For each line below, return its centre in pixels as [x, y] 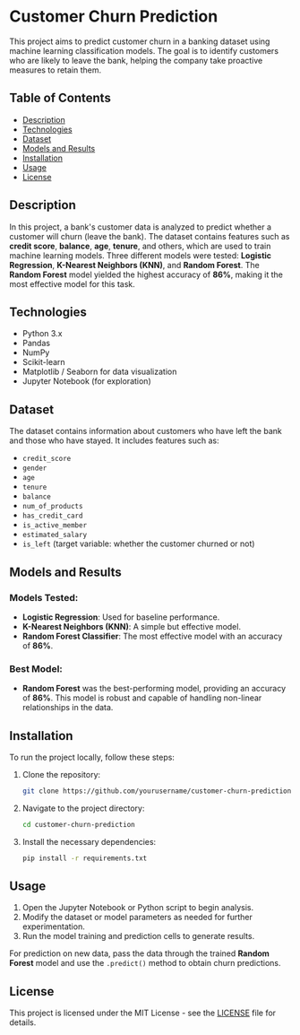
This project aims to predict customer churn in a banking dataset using [140, 41]
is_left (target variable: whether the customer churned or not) [138, 544]
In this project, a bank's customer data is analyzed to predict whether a [140, 227]
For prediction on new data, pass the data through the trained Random [140, 953]
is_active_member [55, 526]
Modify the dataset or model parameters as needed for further [137, 918]
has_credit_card [52, 516]
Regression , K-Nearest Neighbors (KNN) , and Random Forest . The [134, 265]
